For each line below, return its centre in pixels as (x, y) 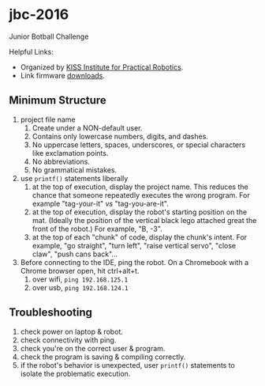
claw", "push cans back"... (75, 254)
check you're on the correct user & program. (93, 348)
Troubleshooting (51, 313)
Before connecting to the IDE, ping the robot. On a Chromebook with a (134, 262)
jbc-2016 (39, 15)
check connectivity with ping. (68, 340)
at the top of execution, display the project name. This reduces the (140, 187)
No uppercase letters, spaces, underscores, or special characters (139, 145)
